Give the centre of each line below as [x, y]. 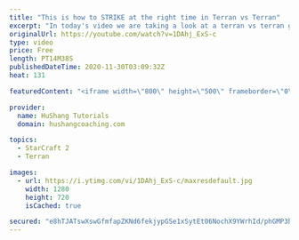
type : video [31, 42]
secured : [25, 222]
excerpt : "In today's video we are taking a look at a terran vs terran [147, 26]
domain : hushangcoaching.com [71, 124]
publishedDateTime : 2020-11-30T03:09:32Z [87, 68]
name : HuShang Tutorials [63, 116]
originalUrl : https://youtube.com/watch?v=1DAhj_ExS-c [113, 34]
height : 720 [47, 197]
